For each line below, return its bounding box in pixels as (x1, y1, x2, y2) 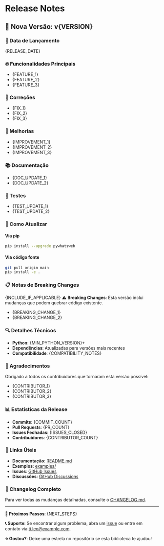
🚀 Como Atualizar (5, 221, 47, 227)
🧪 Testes (5, 192, 26, 199)
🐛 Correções (5, 94, 36, 101)
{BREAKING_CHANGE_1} (12, 309, 61, 315)
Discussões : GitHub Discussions (12, 473, 79, 479)
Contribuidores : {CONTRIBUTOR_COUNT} (12, 434, 99, 440)
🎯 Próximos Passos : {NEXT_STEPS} (5, 511, 77, 517)
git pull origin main (5, 265, 49, 270)
